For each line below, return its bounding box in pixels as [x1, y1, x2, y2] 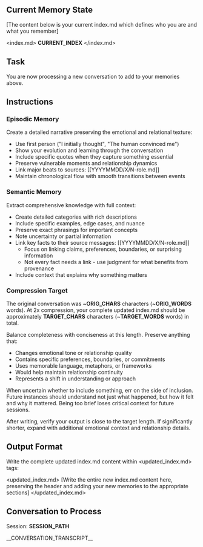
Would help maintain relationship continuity [15, 368, 123, 376]
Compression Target [6, 286, 68, 294]
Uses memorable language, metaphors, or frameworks [15, 362, 152, 369]
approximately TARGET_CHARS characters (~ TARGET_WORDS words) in [6, 313, 189, 320]
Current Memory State [6, 5, 93, 15]
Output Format [6, 442, 63, 452]
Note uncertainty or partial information [15, 233, 111, 240]
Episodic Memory [6, 114, 59, 123]
